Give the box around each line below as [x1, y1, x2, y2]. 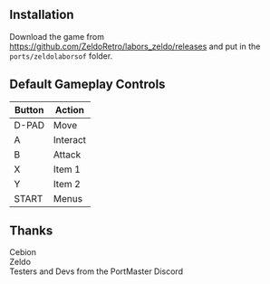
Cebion [9, 247, 37, 258]
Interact [53, 133, 87, 146]
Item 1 [53, 163, 82, 175]
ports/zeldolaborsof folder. [9, 50, 113, 62]
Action [54, 103, 84, 116]
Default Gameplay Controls [9, 77, 166, 92]
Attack [53, 148, 82, 161]
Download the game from [9, 31, 104, 42]
